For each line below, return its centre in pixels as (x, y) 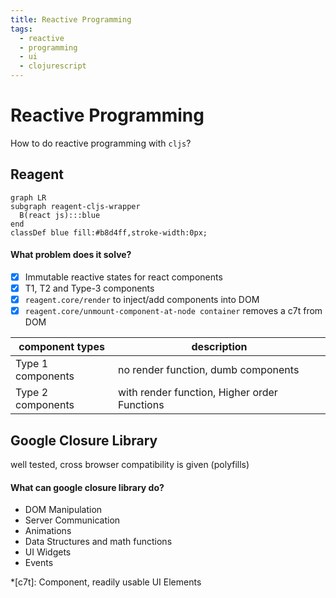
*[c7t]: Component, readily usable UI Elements (106, 582)
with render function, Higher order (198, 393)
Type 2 (32, 393)
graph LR (28, 197)
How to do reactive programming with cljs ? (101, 143)
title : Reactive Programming (71, 19)
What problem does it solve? (71, 255)
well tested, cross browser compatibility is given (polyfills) (130, 465)
